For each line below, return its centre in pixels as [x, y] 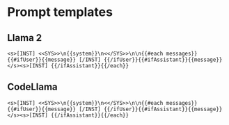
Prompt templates [60, 12]
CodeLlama [32, 87]
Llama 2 [25, 38]
